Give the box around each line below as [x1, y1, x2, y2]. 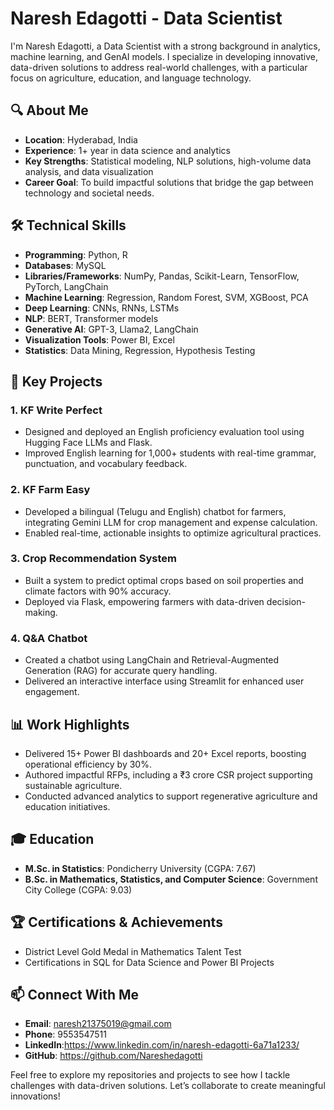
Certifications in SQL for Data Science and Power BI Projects [24, 956, 275, 968]
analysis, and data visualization [24, 165, 154, 177]
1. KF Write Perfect [10, 403, 103, 417]
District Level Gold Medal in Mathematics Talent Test [24, 945, 242, 957]
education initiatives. [24, 800, 111, 812]
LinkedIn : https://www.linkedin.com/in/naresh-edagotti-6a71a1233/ [24, 1039, 300, 1051]
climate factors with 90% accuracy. [24, 585, 172, 597]
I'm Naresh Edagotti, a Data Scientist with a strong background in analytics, [10, 40, 321, 52]
